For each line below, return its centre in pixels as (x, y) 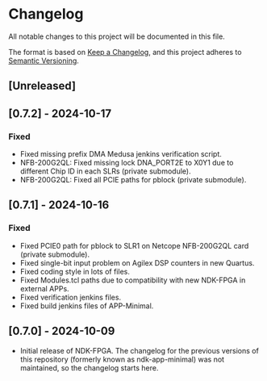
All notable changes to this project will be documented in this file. (117, 36)
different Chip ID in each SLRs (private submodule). (105, 171)
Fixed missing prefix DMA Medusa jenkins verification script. (121, 154)
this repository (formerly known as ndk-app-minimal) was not (122, 359)
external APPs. (45, 288)
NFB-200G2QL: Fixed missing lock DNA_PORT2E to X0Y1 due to (127, 163)
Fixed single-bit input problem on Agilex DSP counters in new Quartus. (137, 262)
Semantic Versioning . (44, 61)
